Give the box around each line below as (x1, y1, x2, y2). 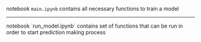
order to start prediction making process (6, 29, 106, 35)
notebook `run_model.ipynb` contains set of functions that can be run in (6, 22, 184, 29)
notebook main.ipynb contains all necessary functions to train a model (6, 5, 179, 12)
